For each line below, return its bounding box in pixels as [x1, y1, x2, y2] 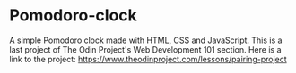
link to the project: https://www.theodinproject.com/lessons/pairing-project [9, 53, 287, 64]
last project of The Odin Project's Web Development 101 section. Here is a [9, 44, 282, 54]
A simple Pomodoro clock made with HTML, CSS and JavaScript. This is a [9, 35, 283, 45]
